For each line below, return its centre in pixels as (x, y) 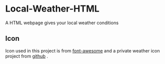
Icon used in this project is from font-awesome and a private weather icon (82, 50)
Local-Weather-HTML (53, 9)
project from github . (27, 56)
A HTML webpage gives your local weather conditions (62, 23)
